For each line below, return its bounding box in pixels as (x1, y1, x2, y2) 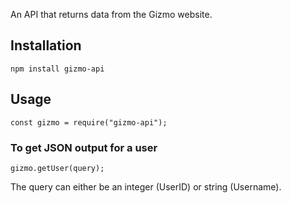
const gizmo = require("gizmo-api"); (10, 117, 168, 128)
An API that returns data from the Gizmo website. (10, 9, 213, 20)
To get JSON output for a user (10, 140, 158, 154)
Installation (10, 37, 82, 54)
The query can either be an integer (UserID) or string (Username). (10, 180, 282, 193)
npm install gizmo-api (10, 64, 105, 74)
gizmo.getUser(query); (10, 163, 105, 173)
